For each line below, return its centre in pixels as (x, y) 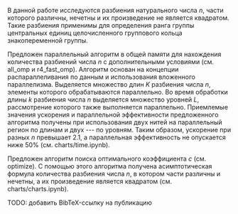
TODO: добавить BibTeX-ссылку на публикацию (80, 203)
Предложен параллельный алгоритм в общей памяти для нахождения (114, 54)
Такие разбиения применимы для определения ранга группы (101, 25)
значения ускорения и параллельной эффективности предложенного (113, 114)
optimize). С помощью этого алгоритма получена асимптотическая (110, 166)
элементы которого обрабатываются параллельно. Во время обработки (118, 92)
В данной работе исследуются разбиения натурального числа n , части (115, 10)
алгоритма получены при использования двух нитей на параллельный (115, 122)
